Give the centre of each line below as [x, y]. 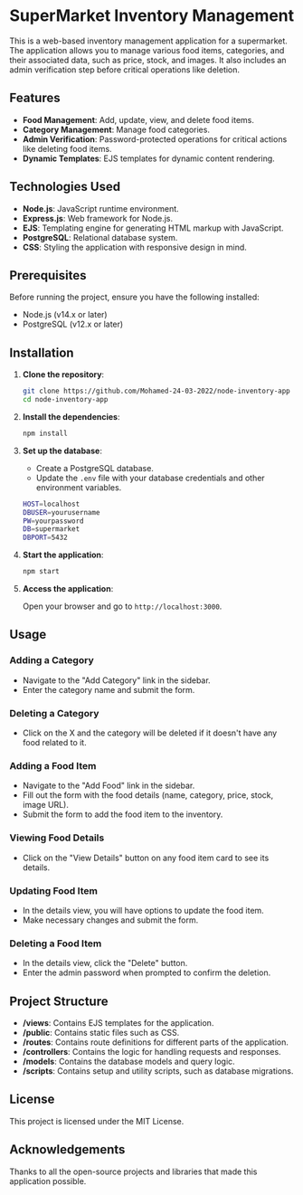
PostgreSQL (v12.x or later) [73, 324]
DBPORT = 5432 [45, 538]
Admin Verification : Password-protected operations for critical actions [155, 139]
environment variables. [79, 487]
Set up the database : [62, 450]
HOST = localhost [51, 504]
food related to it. [55, 743]
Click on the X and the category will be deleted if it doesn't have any [150, 733]
